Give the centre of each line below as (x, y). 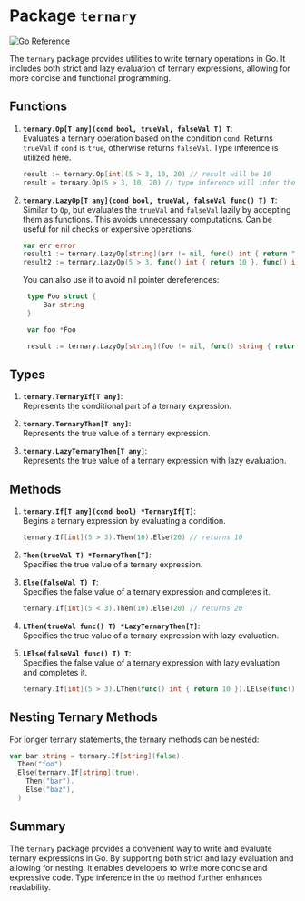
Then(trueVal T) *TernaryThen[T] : (87, 555)
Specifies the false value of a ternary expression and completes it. (146, 591)
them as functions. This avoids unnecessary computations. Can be (148, 219)
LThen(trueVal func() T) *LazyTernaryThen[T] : (111, 626)
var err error (49, 245)
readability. (30, 886)
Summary (38, 827)
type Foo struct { (62, 296)
